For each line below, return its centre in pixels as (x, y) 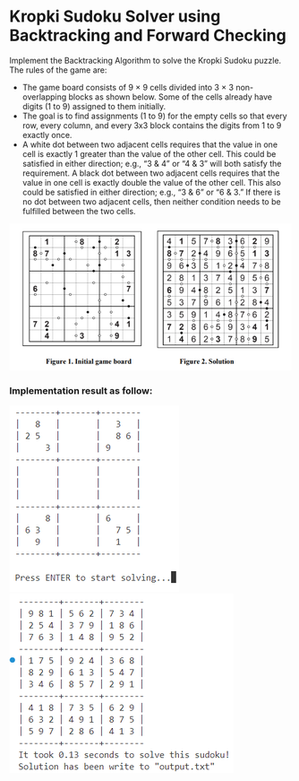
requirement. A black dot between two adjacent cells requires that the (151, 173)
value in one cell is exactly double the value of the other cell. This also (152, 182)
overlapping (44, 97)
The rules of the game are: (58, 70)
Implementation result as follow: (81, 390)
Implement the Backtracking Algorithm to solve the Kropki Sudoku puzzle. (145, 60)
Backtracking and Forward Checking (148, 35)
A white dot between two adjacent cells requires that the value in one (150, 144)
